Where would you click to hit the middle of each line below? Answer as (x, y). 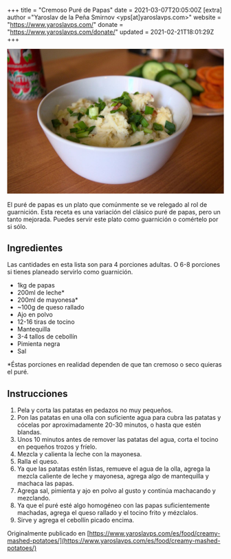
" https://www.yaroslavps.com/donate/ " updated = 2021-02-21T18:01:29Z (111, 32)
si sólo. (17, 226)
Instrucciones (37, 393)
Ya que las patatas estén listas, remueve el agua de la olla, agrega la (114, 469)
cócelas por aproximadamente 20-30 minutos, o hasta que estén (109, 425)
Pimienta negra (38, 344)
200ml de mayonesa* (47, 300)
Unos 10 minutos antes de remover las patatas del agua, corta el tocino (118, 440)
